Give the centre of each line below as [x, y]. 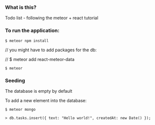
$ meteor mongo [20, 109]
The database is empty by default [39, 91]
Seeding [15, 81]
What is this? [21, 7]
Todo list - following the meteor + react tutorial [52, 18]
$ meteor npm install [27, 41]
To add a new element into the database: [46, 100]
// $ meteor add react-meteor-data [40, 59]
